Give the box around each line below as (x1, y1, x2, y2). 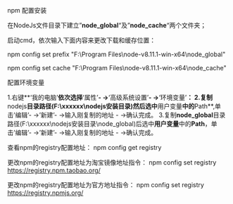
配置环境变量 (7, 78, 44, 87)
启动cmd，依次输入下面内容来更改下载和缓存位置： (7, 36, 156, 44)
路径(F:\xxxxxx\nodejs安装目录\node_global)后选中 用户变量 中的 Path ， (7, 120, 211, 128)
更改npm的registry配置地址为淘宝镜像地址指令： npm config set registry (7, 158, 217, 167)
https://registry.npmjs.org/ (7, 189, 84, 197)
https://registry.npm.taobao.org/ (7, 166, 101, 174)
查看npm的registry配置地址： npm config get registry (7, 144, 162, 151)
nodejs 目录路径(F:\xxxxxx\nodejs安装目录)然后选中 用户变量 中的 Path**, (7, 102, 215, 110)
